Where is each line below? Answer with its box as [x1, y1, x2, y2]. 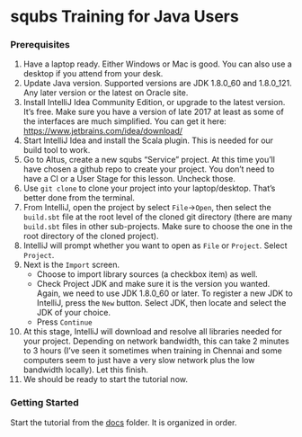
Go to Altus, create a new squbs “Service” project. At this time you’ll [22, 155, 275, 165]
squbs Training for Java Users [10, 6, 239, 27]
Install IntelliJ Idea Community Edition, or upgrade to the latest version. [22, 97, 286, 108]
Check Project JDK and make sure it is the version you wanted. [36, 279, 271, 290]
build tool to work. [22, 145, 91, 156]
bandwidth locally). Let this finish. [22, 364, 149, 375]
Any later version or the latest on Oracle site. [22, 87, 189, 98]
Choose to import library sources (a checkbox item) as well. [36, 269, 259, 280]
